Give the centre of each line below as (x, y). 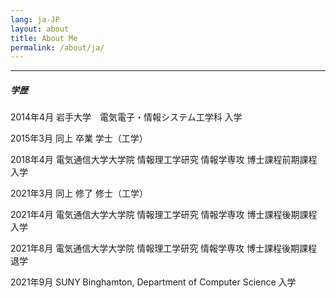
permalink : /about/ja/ (57, 47)
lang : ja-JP (35, 19)
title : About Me (44, 38)
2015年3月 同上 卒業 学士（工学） (79, 138)
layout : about (40, 29)
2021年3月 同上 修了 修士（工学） (79, 193)
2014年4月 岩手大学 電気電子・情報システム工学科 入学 (126, 117)
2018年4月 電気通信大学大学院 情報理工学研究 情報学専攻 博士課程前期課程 (164, 160)
